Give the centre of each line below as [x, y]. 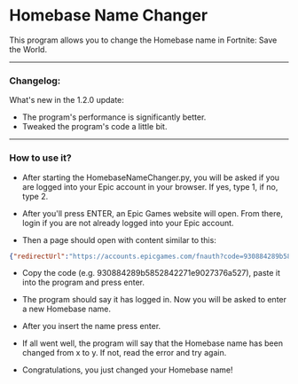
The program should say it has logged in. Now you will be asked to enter [154, 300]
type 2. [35, 196]
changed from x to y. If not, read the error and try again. [124, 353]
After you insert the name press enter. [91, 326]
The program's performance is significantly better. [114, 117]
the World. [28, 49]
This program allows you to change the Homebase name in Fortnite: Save [143, 40]
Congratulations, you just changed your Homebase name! [127, 370]
